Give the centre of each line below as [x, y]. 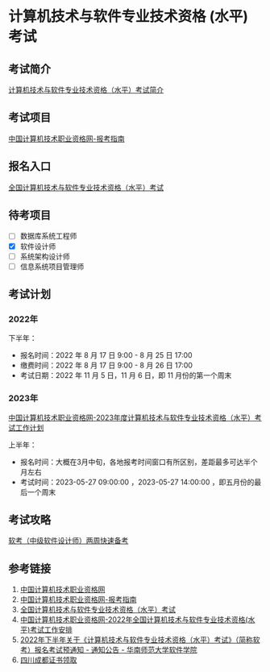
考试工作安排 [51, 630]
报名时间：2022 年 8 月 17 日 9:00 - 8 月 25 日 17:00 [106, 355]
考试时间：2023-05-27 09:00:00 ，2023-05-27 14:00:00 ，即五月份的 [137, 482]
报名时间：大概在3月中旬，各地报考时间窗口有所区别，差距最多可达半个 [139, 462]
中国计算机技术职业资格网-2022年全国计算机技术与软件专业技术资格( [134, 620]
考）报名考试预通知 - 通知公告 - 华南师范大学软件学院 [108, 650]
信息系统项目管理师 [52, 266]
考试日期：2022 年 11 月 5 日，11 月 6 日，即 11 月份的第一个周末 [126, 375]
